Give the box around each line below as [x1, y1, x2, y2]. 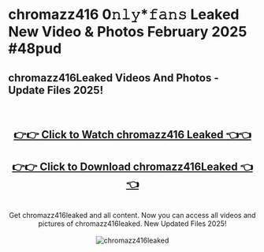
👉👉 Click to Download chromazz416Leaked [11, 160, 238, 173]
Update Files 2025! [8, 83, 104, 96]
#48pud [8, 39, 62, 58]
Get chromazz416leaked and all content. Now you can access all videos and [9, 211, 256, 220]
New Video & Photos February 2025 [8, 23, 247, 41]
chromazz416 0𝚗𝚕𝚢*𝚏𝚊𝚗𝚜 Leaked [8, 6, 240, 24]
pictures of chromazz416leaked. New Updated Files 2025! [38, 219, 227, 228]
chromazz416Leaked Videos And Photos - [8, 71, 219, 85]
